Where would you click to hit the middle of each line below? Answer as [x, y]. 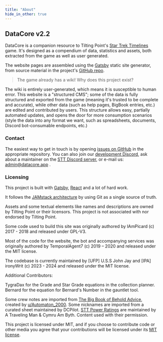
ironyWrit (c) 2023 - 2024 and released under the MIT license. [67, 266]
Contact [15, 138]
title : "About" [20, 9]
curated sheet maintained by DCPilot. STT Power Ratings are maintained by [81, 309]
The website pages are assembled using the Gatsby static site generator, [78, 65]
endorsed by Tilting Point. [31, 217]
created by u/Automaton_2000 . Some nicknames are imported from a [74, 304]
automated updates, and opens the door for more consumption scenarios [79, 115]
